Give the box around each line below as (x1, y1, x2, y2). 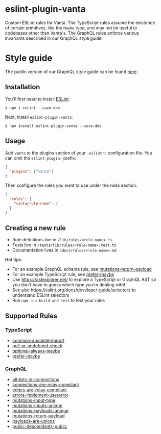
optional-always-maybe (12, 348, 60, 354)
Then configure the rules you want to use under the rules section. (5, 182, 138, 188)
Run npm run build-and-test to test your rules (12, 298, 105, 304)
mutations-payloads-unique (12, 408, 69, 414)
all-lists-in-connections (12, 377, 60, 383)
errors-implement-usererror (12, 392, 69, 398)
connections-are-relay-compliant (12, 382, 79, 388)
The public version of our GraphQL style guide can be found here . (5, 69, 138, 75)
